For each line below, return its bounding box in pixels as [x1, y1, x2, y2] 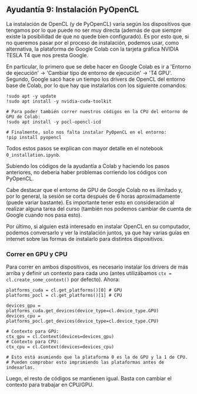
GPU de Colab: [6, 114, 41, 120]
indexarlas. [6, 365, 35, 370]
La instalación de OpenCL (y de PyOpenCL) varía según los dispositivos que [6, 20, 191, 27]
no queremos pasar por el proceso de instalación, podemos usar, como [6, 39, 179, 46]
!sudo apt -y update [6, 93, 57, 99]
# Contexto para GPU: [6, 329, 59, 335]
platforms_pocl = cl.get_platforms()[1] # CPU [6, 293, 122, 299]
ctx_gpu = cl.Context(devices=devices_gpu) [6, 334, 115, 340]
